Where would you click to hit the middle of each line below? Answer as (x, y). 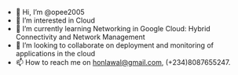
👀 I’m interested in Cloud (55, 20)
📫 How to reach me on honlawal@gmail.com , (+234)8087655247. (123, 62)
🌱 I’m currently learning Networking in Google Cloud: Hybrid (113, 29)
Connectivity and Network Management (80, 37)
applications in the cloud (55, 54)
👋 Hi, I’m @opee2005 (50, 12)
